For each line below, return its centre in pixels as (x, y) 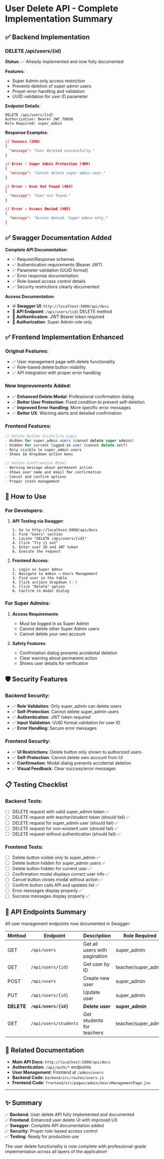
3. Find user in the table (40, 578)
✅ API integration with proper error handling (56, 373)
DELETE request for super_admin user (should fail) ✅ (65, 823)
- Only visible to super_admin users (43, 450)
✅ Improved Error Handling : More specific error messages (71, 407)
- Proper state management (32, 481)
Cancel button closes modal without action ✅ (58, 880)
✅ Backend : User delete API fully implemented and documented (70, 1114)
